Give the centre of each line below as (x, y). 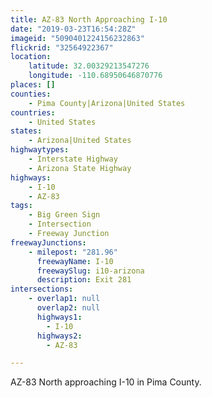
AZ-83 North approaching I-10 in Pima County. (106, 382)
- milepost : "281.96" (73, 252)
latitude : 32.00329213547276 (89, 66)
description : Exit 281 (84, 280)
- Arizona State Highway (80, 168)
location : (31, 57)
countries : (33, 112)
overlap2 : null (68, 308)
